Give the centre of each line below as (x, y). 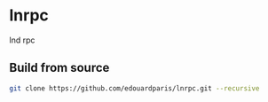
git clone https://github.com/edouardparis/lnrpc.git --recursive (134, 88)
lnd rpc (22, 40)
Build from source (59, 68)
